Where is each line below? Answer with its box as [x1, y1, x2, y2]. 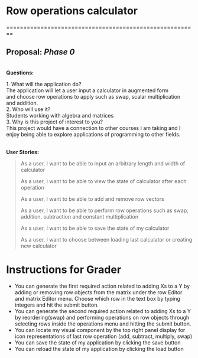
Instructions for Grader [6, 263, 122, 276]
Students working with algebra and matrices [6, 112, 114, 119]
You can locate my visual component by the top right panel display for [14, 326, 186, 333]
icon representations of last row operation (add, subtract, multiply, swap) [14, 333, 193, 340]
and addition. [6, 99, 38, 106]
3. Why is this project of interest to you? [6, 118, 103, 125]
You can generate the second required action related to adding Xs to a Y [14, 307, 191, 314]
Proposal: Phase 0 [6, 47, 75, 57]
